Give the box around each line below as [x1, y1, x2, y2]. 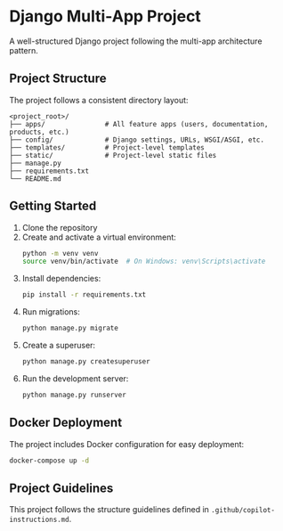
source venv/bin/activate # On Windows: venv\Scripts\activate [21, 257, 266, 266]
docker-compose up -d [9, 456, 90, 465]
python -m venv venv [21, 249, 99, 257]
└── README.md [9, 174, 62, 184]
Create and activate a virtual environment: [21, 232, 176, 242]
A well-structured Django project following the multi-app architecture [9, 36, 263, 46]
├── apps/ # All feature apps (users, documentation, [9, 119, 269, 128]
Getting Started [9, 199, 97, 214]
